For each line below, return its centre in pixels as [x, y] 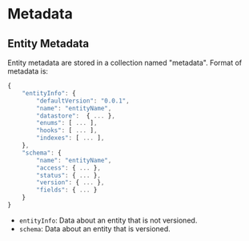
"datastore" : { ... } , [76, 116]
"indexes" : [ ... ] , [70, 138]
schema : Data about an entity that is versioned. [95, 228]
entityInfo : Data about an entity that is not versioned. [108, 220]
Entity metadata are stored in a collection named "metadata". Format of [125, 62]
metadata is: [28, 71]
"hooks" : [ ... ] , [67, 131]
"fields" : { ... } [67, 190]
